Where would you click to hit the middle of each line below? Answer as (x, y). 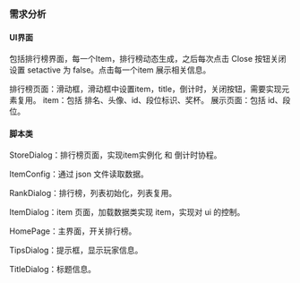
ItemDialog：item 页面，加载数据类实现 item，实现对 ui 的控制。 (127, 212)
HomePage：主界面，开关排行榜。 (73, 231)
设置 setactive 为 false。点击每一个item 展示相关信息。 (110, 70)
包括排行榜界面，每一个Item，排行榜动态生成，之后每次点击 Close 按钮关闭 (148, 59)
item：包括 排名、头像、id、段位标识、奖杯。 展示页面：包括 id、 (163, 100)
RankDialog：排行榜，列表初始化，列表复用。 (93, 193)
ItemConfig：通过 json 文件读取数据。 (79, 174)
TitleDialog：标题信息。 (53, 270)
